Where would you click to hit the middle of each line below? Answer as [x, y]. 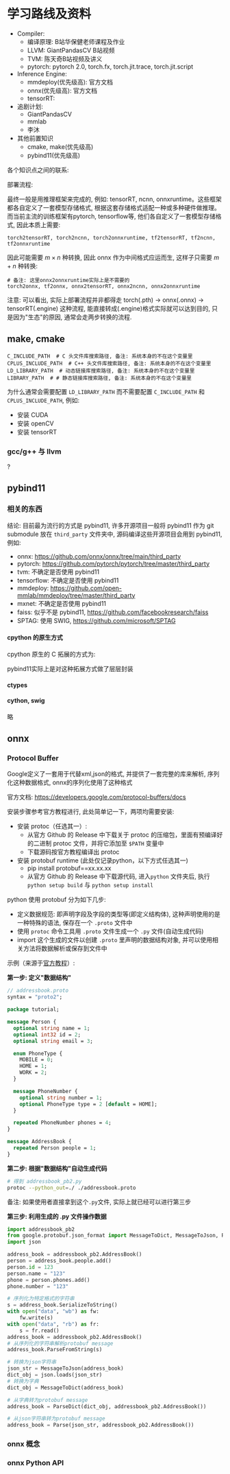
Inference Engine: [42, 73]
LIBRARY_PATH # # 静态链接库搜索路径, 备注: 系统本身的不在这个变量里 [99, 378]
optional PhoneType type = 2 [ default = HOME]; [88, 1104]
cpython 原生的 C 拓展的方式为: [51, 654]
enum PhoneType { [38, 1053]
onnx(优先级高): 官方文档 [62, 91]
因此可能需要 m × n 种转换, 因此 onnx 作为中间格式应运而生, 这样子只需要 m [113, 257]
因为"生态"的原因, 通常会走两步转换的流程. [72, 317]
